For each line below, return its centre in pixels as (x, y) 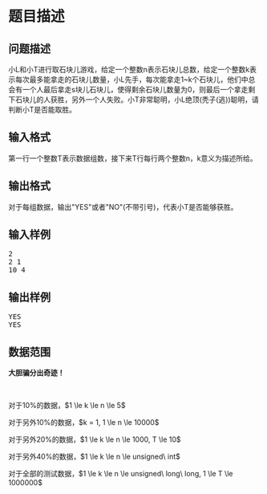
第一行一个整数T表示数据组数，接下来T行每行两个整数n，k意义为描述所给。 (133, 158)
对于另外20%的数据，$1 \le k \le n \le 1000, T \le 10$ (95, 439)
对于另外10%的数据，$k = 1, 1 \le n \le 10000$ (84, 423)
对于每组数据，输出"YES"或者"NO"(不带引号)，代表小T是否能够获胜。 (123, 206)
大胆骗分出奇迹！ (36, 373)
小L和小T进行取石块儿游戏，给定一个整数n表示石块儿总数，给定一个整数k (129, 69)
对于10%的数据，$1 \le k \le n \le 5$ (67, 406)
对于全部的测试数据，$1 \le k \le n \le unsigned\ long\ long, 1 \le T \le (121, 474)
